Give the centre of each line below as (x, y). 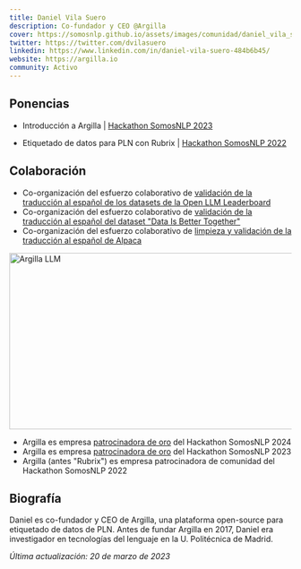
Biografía (35, 498)
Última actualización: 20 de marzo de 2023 (90, 556)
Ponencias (39, 104)
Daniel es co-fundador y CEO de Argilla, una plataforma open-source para (146, 520)
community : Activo (43, 68)
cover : (21, 34)
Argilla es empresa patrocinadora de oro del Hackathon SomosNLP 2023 (157, 451)
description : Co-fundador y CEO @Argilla (88, 26)
